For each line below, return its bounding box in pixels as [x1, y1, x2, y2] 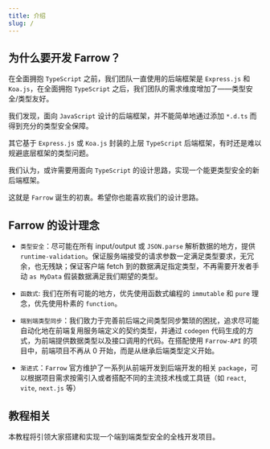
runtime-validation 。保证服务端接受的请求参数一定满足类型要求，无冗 [19, 251, 255, 262]
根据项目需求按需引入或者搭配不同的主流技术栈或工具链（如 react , [27, 373, 247, 383]
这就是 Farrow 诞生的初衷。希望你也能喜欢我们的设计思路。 [8, 192, 203, 202]
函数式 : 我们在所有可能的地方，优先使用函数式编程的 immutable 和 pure [19, 289, 251, 299]
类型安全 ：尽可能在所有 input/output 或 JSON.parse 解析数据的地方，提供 [19, 241, 256, 251]
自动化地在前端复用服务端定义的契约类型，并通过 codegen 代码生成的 [19, 326, 247, 336]
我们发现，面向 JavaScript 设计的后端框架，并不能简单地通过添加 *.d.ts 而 [8, 111, 257, 121]
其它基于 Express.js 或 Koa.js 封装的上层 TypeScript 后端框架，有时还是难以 [8, 138, 262, 148]
